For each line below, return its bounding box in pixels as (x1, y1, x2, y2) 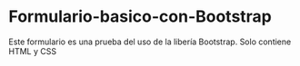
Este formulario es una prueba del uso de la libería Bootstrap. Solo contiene (8, 36, 292, 47)
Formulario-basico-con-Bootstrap (8, 6, 272, 27)
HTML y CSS (8, 45, 56, 56)
